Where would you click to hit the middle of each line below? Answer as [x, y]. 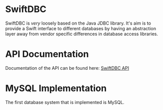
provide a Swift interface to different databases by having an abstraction [81, 28]
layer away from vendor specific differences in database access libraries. [82, 34]
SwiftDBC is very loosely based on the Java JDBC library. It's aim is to [78, 23]
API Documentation [47, 54]
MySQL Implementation [56, 88]
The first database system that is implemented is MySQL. [65, 102]
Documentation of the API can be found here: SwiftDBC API [67, 68]
